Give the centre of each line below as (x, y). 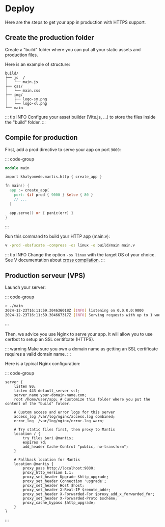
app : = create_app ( (29, 190)
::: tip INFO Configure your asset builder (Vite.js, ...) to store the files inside (80, 117)
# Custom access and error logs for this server (65, 412)
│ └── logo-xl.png (26, 103)
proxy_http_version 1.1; (48, 472)
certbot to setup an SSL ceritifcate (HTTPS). (50, 339)
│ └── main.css (23, 91)
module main (17, 168)
